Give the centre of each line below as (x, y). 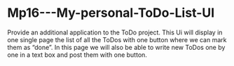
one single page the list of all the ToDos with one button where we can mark (117, 39)
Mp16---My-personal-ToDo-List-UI (111, 13)
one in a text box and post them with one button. (77, 55)
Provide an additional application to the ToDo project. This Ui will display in (115, 32)
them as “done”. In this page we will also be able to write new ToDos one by (116, 47)
